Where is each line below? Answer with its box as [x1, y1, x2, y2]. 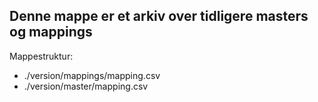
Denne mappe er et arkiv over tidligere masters [9, 8, 309, 25]
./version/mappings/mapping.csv [23, 69, 161, 81]
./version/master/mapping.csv [23, 80, 149, 92]
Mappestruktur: [9, 50, 74, 62]
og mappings [9, 24, 93, 41]
